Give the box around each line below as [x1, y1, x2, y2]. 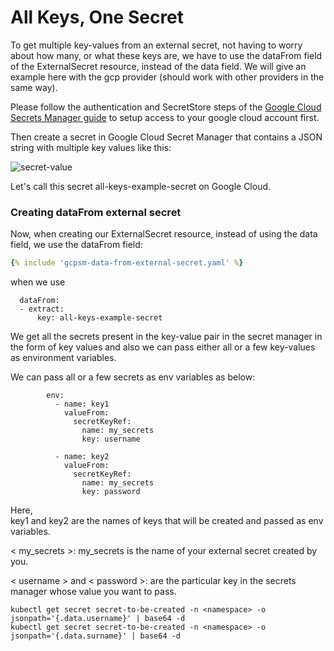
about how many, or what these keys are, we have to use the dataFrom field [10, 49, 323, 61]
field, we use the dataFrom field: [10, 239, 143, 251]
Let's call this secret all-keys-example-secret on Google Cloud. [10, 180, 272, 192]
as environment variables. [10, 352, 117, 364]
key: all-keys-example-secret [36, 313, 163, 323]
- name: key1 [54, 399, 110, 410]
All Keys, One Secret [10, 6, 185, 29]
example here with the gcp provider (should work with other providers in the [10, 71, 325, 83]
